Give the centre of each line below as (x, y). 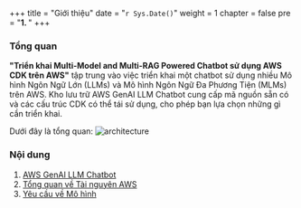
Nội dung (30, 155)
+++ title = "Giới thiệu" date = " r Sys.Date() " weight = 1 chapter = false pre (150, 13)
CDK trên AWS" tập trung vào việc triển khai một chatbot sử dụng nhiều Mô (151, 75)
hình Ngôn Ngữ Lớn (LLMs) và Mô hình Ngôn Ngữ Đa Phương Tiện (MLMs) (148, 85)
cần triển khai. (36, 114)
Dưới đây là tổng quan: (51, 131)
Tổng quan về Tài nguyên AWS (80, 184)
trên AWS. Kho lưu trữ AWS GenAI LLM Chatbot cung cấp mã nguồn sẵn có (149, 95)
